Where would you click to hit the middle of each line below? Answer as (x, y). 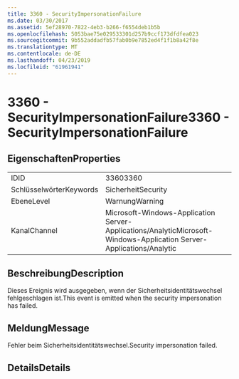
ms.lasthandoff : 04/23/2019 (49, 61)
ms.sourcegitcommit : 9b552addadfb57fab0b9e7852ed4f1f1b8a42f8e (103, 41)
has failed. (22, 306)
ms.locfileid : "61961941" (46, 67)
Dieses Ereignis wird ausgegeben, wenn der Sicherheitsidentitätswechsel (115, 291)
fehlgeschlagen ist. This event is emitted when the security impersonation (115, 298)
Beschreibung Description (66, 274)
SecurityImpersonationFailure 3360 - (118, 117)
